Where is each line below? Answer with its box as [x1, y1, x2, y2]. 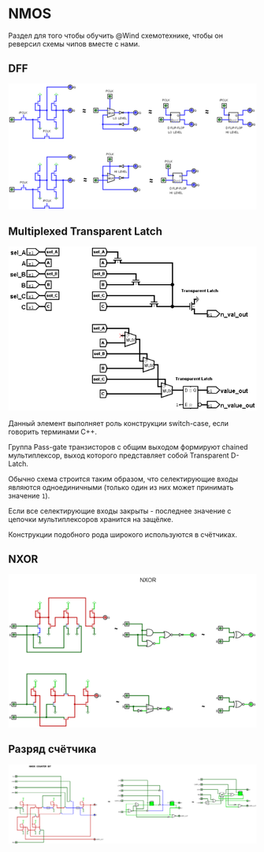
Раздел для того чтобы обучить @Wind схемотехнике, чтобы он [8, 31, 223, 40]
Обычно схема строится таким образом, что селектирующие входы [8, 474, 239, 484]
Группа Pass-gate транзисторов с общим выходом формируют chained [8, 443, 248, 452]
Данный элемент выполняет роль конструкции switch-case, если [8, 419, 229, 428]
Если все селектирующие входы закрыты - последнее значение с [8, 506, 232, 516]
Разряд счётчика [8, 743, 97, 756]
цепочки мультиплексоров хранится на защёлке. [8, 515, 173, 524]
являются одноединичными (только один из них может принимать [8, 483, 234, 492]
